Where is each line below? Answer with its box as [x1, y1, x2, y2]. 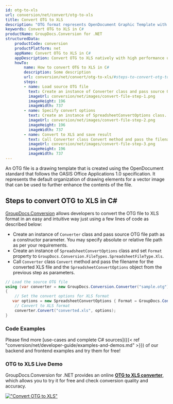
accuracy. [5, 383, 27, 389]
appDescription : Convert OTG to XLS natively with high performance [14, 55, 165, 61]
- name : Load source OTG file [24, 84, 89, 89]
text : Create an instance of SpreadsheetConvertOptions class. [28, 113, 167, 118]
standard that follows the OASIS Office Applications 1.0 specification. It [5, 170, 155, 177]
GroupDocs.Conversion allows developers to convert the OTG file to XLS [5, 210, 159, 216]
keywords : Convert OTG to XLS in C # [5, 27, 84, 32]
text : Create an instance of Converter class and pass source [28, 89, 165, 94]
